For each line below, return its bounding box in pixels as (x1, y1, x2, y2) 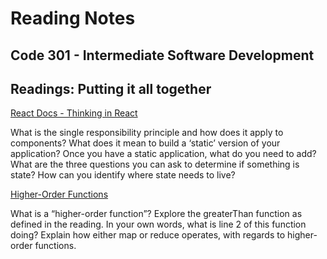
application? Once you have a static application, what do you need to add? (10, 148, 317, 160)
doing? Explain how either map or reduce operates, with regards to (10, 229, 286, 241)
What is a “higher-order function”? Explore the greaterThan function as (10, 208, 303, 220)
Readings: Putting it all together (10, 80, 212, 97)
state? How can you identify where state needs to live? (10, 169, 236, 181)
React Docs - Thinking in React (10, 107, 138, 119)
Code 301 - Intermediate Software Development (10, 47, 315, 64)
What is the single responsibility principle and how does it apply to (10, 127, 284, 139)
